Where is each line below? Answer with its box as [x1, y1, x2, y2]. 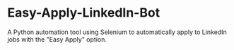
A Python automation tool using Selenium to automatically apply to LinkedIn [7, 28, 228, 36]
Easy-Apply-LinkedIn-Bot [7, 5, 160, 21]
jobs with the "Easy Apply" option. [7, 35, 107, 43]
